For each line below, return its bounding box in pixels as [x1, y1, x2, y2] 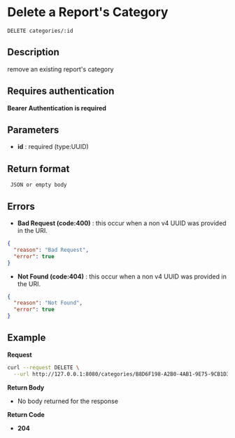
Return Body [7, 383, 45, 392]
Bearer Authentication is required [7, 104, 107, 112]
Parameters [7, 124, 59, 136]
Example [7, 332, 46, 344]
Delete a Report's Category [7, 4, 169, 20]
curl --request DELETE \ [7, 364, 80, 371]
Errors [7, 200, 35, 212]
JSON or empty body [10, 181, 68, 189]
